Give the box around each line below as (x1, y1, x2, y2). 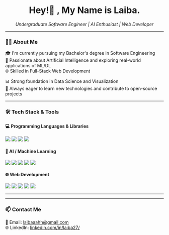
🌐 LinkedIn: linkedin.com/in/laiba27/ (5, 224, 80, 230)
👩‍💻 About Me (5, 38, 38, 45)
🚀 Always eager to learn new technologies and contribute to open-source (5, 85, 157, 92)
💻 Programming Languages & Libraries (5, 123, 89, 129)
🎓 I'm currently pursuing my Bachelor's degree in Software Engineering (5, 50, 155, 56)
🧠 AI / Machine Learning (5, 148, 56, 154)
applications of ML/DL (5, 63, 51, 69)
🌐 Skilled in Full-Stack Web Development (5, 68, 91, 74)
